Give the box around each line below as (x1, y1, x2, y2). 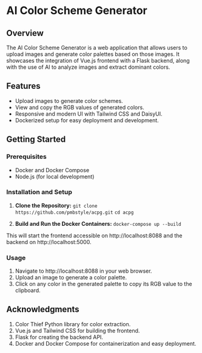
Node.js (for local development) (15, 173, 95, 180)
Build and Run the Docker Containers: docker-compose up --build (15, 220, 182, 227)
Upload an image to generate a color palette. (15, 274, 127, 281)
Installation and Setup (6, 188, 73, 197)
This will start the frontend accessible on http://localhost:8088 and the (6, 232, 183, 239)
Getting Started (6, 135, 66, 145)
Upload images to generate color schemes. (15, 97, 123, 104)
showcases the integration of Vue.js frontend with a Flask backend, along (6, 57, 190, 64)
